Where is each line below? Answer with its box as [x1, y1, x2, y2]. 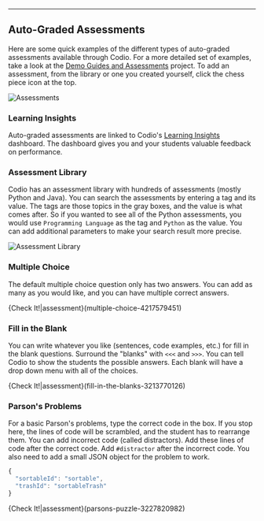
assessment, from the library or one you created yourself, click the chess [8, 69, 245, 79]
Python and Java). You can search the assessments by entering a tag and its [8, 193, 256, 203]
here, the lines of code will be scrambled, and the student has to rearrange [8, 427, 250, 437]
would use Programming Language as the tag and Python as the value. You [8, 218, 243, 228]
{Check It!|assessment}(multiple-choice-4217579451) [8, 303, 182, 312]
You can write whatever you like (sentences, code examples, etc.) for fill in [8, 341, 249, 350]
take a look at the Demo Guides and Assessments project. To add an [8, 61, 229, 70]
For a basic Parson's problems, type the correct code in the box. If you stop [8, 419, 253, 428]
